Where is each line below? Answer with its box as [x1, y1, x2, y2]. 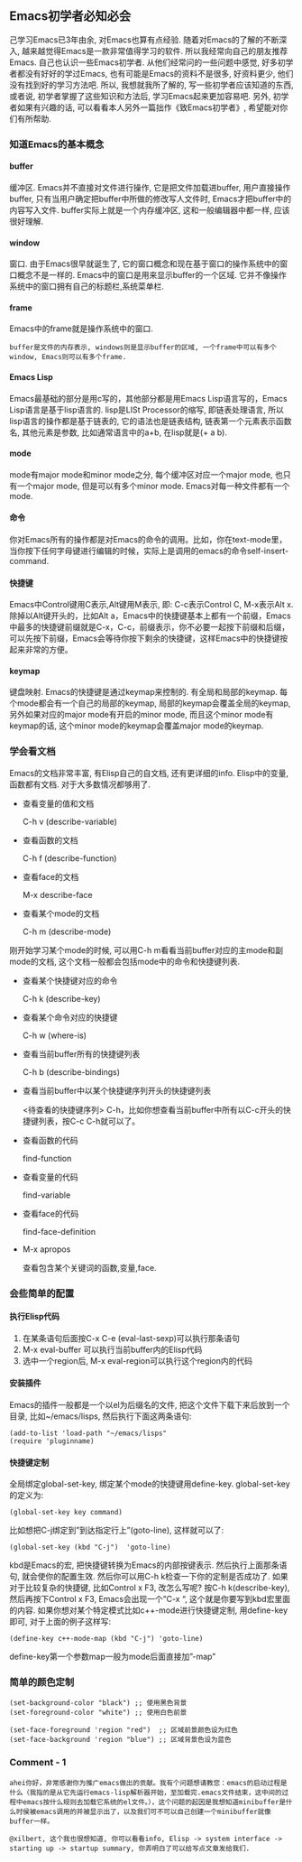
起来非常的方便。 [9, 644, 73, 655]
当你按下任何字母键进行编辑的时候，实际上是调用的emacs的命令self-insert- [9, 545, 289, 556]
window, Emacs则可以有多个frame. [9, 353, 127, 362]
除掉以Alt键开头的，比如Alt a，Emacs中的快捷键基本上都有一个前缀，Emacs [9, 610, 291, 621]
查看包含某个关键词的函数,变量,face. [22, 1262, 157, 1273]
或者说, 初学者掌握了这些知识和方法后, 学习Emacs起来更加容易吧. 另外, [9, 90, 271, 101]
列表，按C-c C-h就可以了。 [38, 1116, 141, 1126]
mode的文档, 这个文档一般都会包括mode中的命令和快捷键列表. [9, 956, 241, 967]
